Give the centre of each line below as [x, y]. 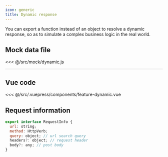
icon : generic [20, 10]
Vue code [20, 83]
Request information [38, 110]
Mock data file [28, 50]
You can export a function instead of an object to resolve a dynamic [75, 29]
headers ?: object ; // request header [49, 140]
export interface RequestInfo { [39, 122]
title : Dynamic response [31, 15]
